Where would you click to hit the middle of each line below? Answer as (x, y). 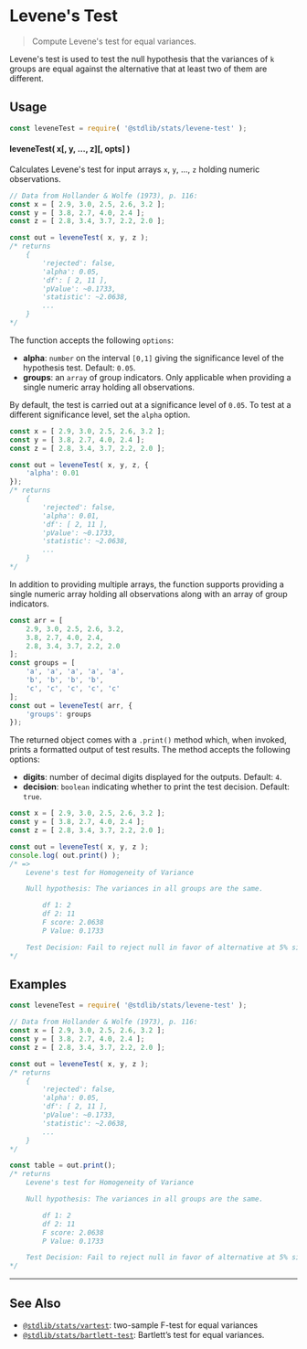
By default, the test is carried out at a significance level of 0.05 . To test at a (150, 404)
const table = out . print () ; (63, 1166)
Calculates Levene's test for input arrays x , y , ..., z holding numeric (135, 169)
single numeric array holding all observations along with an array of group (148, 594)
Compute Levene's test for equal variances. (114, 41)
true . (32, 797)
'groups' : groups (59, 714)
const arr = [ (37, 620)
